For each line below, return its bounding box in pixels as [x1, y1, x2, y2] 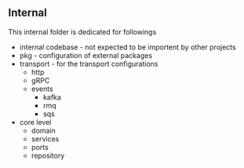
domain [31, 126, 56, 135]
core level [19, 117, 52, 126]
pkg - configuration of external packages [19, 50, 153, 60]
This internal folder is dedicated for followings [8, 27, 157, 36]
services [31, 133, 60, 144]
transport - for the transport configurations [19, 59, 158, 68]
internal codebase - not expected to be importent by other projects [19, 42, 237, 52]
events [31, 84, 53, 93]
